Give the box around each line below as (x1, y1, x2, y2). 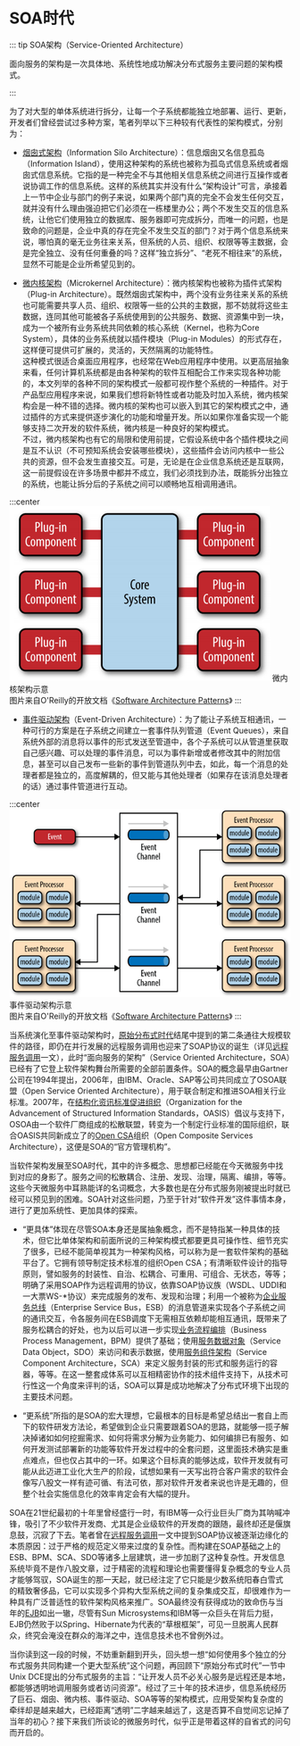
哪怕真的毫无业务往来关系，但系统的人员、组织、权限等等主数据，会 (37, 236, 288, 246)
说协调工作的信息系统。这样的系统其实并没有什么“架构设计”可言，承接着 (21, 180, 288, 191)
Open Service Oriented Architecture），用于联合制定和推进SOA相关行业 (24, 1085, 287, 1096)
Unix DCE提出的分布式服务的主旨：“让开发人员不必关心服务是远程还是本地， (9, 1671, 290, 1682)
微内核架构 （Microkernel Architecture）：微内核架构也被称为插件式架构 (21, 278, 283, 288)
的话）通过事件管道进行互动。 (21, 780, 132, 791)
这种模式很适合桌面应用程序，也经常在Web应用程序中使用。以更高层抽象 (21, 355, 290, 366)
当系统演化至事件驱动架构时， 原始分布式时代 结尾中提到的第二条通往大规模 (9, 1029, 283, 1040)
